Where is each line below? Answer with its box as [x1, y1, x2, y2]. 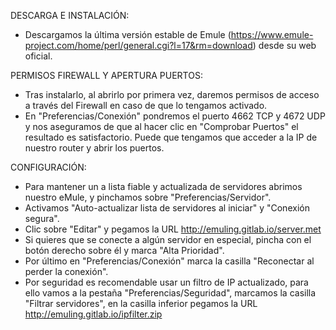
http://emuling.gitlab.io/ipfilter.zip [24, 308, 163, 320]
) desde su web [252, 40, 317, 51]
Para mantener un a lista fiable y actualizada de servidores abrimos [24, 181, 303, 192]
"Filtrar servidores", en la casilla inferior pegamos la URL [24, 298, 258, 309]
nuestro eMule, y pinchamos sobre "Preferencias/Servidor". [24, 191, 272, 203]
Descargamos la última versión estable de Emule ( [24, 29, 232, 40]
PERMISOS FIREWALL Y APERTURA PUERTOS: [10, 70, 203, 81]
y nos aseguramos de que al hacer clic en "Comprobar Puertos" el [24, 121, 299, 132]
